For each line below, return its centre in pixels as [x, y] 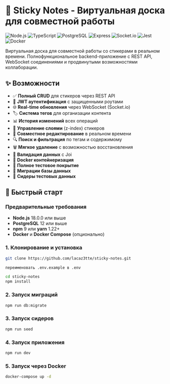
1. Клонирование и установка [44, 248]
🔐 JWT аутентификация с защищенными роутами [68, 102]
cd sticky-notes [22, 277]
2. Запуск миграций [31, 295]
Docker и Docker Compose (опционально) [58, 234]
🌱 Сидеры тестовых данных [44, 176]
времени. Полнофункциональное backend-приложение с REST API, [79, 56]
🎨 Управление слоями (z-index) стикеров [58, 128]
